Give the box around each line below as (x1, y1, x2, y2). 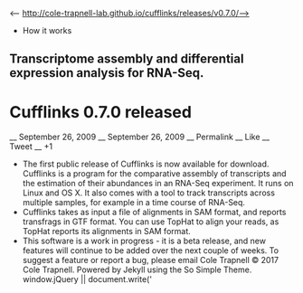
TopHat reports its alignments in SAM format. (22, 226, 192, 237)
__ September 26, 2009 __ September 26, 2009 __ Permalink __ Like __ (9, 131, 270, 143)
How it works (22, 25, 72, 35)
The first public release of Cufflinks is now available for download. (22, 158, 270, 170)
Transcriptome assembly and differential (9, 52, 244, 67)
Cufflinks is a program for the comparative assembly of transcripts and (22, 168, 287, 179)
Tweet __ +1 (9, 141, 52, 152)
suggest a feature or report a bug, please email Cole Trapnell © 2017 (22, 255, 279, 266)
